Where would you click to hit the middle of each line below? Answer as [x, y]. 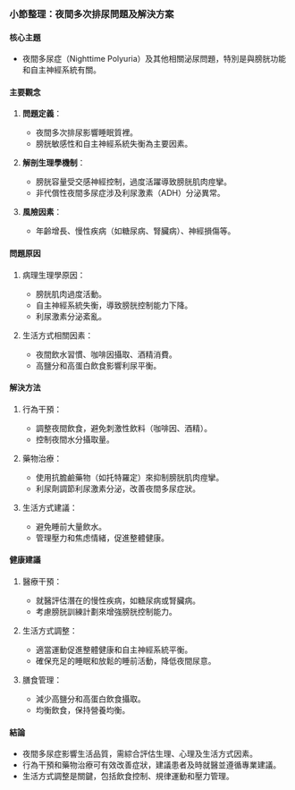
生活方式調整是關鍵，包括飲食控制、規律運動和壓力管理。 [128, 777]
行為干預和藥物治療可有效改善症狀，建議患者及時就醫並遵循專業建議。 [152, 765]
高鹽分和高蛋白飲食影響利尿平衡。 [98, 365]
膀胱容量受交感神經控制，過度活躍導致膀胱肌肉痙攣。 [134, 182]
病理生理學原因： [54, 275]
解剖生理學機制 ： [54, 163]
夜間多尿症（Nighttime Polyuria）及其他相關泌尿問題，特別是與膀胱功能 [154, 59]
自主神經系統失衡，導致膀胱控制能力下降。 [114, 305]
